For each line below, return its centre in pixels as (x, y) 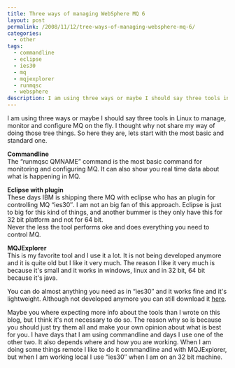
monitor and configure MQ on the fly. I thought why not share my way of (111, 126)
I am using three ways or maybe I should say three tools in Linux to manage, (116, 118)
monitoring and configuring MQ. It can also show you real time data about (113, 169)
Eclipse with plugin (36, 190)
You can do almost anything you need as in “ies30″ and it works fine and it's (117, 291)
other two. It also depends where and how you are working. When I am (109, 342)
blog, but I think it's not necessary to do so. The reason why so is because (114, 320)
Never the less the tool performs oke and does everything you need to (108, 227)
